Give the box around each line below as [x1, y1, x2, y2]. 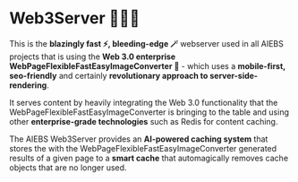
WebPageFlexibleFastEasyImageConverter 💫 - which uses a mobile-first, [9, 60, 286, 71]
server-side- [209, 70, 258, 81]
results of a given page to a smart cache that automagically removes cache [9, 152, 289, 163]
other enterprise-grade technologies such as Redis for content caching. [9, 116, 278, 126]
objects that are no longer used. [9, 161, 127, 173]
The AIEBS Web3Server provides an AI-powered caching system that [9, 134, 268, 144]
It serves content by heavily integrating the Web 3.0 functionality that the [9, 97, 278, 108]
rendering [9, 80, 47, 91]
